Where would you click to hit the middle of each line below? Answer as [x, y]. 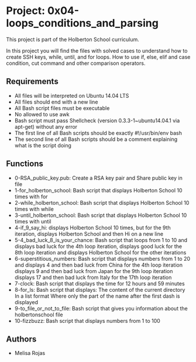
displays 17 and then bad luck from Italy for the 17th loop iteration [93, 277]
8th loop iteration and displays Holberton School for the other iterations [100, 252]
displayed [26, 302]
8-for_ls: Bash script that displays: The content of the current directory [100, 289]
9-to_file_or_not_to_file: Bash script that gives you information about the [101, 308]
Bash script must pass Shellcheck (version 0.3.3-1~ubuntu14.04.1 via [97, 120]
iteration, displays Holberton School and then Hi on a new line [89, 234]
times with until [33, 221]
